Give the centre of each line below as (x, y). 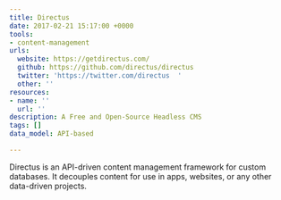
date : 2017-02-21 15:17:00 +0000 (72, 26)
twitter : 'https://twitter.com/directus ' (99, 76)
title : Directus (39, 17)
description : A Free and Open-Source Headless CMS (106, 117)
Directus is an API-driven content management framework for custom (138, 167)
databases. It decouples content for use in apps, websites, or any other (140, 176)
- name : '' (30, 100)
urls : (19, 51)
